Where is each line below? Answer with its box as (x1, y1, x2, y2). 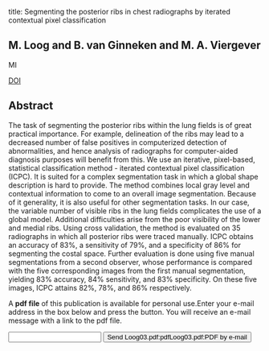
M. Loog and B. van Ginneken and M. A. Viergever (8, 39, 261, 52)
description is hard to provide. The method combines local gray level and (8, 180, 251, 190)
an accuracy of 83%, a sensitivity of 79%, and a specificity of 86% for (8, 240, 241, 250)
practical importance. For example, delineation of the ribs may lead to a (8, 129, 245, 138)
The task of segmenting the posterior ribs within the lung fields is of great (8, 120, 252, 130)
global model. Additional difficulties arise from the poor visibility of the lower (8, 214, 261, 224)
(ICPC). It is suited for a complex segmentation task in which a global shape (8, 171, 259, 181)
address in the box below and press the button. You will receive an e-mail (8, 307, 251, 316)
